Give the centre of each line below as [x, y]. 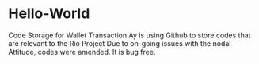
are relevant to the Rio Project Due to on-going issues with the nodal [120, 43]
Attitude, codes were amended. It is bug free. [82, 52]
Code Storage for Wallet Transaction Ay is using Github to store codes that [129, 35]
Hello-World [49, 14]
